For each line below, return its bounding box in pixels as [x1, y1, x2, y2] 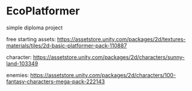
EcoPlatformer [6, 4, 80, 18]
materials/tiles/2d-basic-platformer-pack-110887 [6, 42, 128, 49]
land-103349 [6, 60, 39, 67]
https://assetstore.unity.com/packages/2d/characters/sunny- [33, 53, 185, 60]
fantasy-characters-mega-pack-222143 [6, 78, 105, 85]
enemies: [6, 71, 29, 78]
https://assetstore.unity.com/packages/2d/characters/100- [29, 71, 176, 78]
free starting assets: [6, 35, 56, 43]
